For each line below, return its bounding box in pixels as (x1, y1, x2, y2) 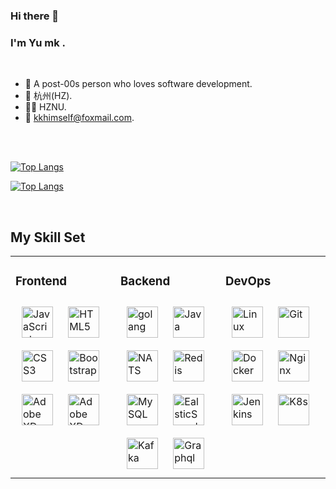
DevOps (225, 274, 272, 289)
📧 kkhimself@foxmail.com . (24, 112, 135, 124)
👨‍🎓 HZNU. (24, 101, 67, 113)
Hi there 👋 (10, 9, 60, 23)
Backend (120, 274, 171, 289)
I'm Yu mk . (10, 35, 67, 49)
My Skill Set (10, 229, 86, 246)
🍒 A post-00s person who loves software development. (24, 78, 253, 90)
